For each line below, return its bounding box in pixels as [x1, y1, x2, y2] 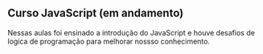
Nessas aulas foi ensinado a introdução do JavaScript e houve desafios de [7, 27, 255, 37]
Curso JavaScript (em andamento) [7, 6, 184, 20]
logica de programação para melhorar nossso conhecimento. [7, 36, 211, 46]
